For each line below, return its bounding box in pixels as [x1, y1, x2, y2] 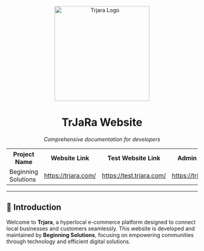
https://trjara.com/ [44, 171, 96, 179]
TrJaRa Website [61, 115, 143, 129]
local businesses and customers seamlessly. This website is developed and [6, 225, 195, 232]
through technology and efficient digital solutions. [6, 238, 131, 245]
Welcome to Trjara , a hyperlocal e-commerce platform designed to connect [6, 218, 196, 225]
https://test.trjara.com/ [101, 171, 166, 179]
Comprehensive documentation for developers [43, 136, 161, 143]
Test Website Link [107, 154, 161, 162]
